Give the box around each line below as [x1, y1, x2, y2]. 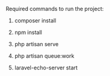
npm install [14, 29, 43, 36]
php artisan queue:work [14, 52, 75, 60]
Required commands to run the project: [5, 5, 104, 12]
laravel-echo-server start [14, 64, 78, 71]
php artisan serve [14, 41, 59, 47]
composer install [14, 17, 57, 24]
